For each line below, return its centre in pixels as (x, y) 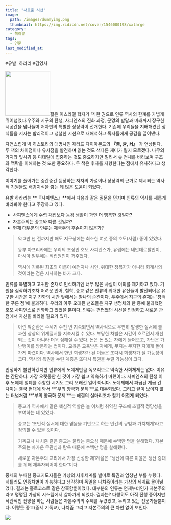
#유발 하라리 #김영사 (27, 63)
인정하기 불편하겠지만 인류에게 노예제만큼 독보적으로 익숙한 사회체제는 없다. (80, 369)
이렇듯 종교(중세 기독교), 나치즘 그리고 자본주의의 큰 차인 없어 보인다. (80, 507)
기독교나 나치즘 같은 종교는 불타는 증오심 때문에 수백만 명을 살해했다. (86, 441)
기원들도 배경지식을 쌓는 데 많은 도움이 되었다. (56, 187)
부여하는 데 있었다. (36, 412)
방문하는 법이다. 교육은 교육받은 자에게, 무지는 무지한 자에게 (95, 346)
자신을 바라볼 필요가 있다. (44, 316)
